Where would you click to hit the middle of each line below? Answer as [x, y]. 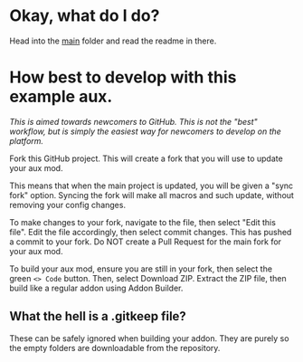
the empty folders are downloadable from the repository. [115, 348]
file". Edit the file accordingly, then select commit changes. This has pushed [151, 232]
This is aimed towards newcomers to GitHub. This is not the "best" [133, 121]
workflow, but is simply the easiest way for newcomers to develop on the [146, 131]
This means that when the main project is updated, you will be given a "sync [151, 186]
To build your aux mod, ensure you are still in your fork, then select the [141, 269]
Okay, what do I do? [85, 16]
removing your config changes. [68, 205]
